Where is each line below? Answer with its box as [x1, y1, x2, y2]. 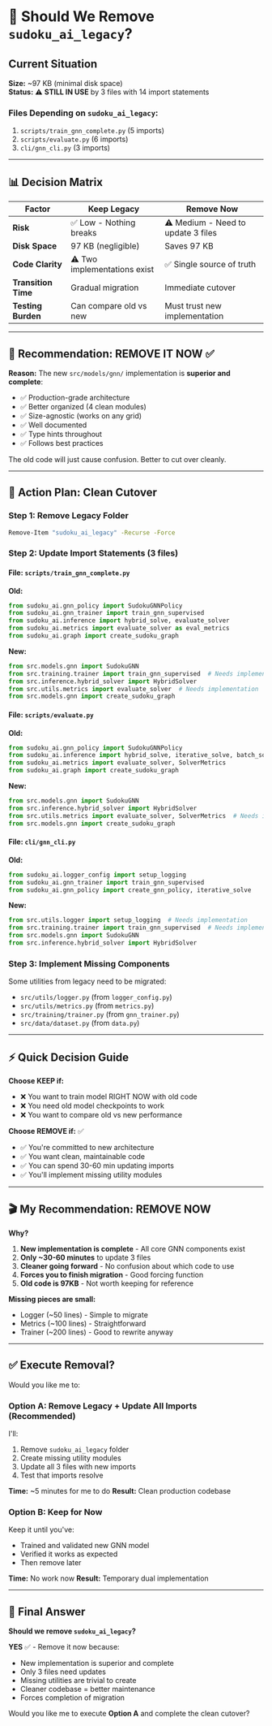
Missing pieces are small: [8, 1294, 96, 1304]
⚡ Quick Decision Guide [8, 1050, 130, 1064]
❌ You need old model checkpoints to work [19, 1101, 164, 1110]
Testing [12, 301, 43, 312]
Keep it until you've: [8, 1525, 74, 1534]
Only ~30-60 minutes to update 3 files [19, 1252, 151, 1262]
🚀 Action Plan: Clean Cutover [8, 486, 158, 500]
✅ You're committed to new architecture [19, 1143, 155, 1152]
